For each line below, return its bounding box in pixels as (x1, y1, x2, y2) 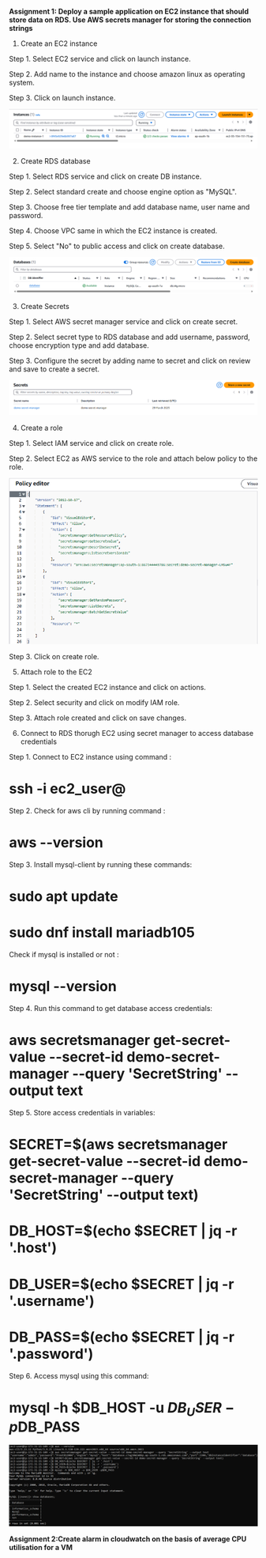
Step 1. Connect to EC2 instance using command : (9, 753, 172, 762)
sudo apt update (9, 888, 119, 906)
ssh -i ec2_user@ (9, 780, 126, 798)
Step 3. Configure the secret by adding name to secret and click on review (9, 356, 251, 366)
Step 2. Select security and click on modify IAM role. (9, 698, 180, 707)
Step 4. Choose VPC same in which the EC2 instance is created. (9, 225, 218, 236)
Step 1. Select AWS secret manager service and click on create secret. (9, 317, 238, 326)
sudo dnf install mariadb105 (9, 924, 196, 941)
